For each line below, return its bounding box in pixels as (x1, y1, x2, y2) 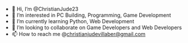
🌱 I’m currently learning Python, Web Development (11, 18, 135, 24)
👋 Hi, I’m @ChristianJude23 (11, 6, 79, 12)
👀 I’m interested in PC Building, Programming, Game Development (11, 12, 172, 19)
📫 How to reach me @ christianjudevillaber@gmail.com (11, 31, 146, 37)
